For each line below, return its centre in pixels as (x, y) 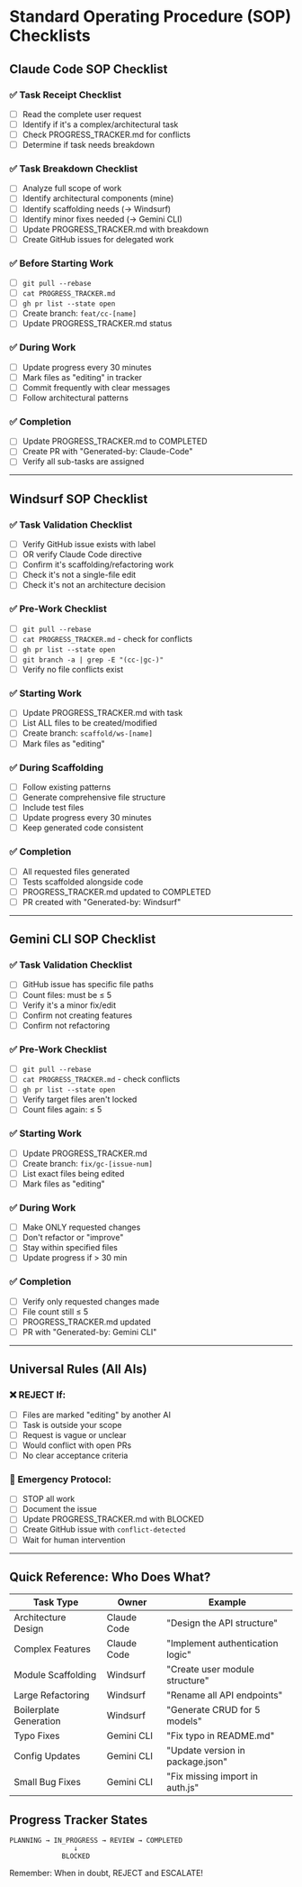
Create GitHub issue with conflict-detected (104, 1529)
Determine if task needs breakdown (89, 145)
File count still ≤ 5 (55, 1311)
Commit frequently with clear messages (96, 387)
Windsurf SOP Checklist (79, 499)
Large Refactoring (52, 1695)
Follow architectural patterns (75, 398)
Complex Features (53, 1649)
